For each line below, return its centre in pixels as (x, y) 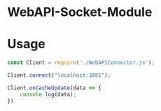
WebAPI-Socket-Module (80, 12)
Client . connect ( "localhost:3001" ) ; (59, 75)
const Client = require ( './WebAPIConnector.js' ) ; (81, 63)
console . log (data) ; (48, 94)
